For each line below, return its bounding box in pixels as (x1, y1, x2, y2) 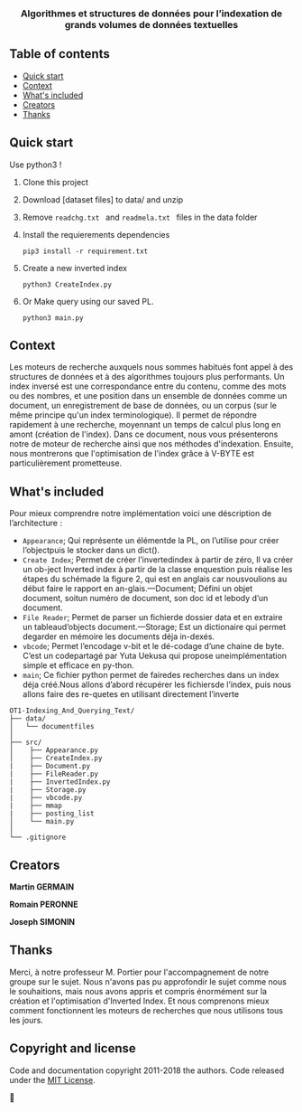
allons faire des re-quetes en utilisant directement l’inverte (22, 689, 240, 700)
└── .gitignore (9, 833, 67, 843)
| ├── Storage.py (9, 786, 87, 795)
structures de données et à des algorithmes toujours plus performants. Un (9, 372, 286, 382)
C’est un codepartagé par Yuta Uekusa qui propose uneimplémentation (22, 650, 287, 662)
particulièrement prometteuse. (9, 457, 123, 468)
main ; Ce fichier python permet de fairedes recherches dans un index (22, 670, 279, 681)
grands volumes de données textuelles (64, 18, 239, 31)
